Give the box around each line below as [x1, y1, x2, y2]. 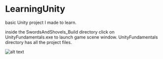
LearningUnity [5, 3, 66, 15]
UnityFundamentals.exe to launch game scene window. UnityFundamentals [5, 34, 158, 40]
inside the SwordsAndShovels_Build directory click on [5, 29, 115, 35]
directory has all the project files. [5, 39, 72, 45]
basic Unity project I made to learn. [5, 20, 77, 25]
